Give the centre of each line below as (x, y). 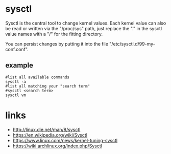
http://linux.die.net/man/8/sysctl (46, 129)
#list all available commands (38, 77)
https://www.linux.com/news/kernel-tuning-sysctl (65, 140)
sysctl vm (16, 95)
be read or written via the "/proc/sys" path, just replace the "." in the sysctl (84, 28)
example (19, 65)
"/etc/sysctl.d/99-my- (132, 43)
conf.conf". (17, 49)
